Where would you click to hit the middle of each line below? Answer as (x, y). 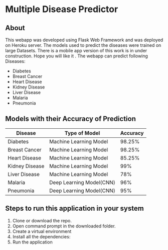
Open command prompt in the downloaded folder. (64, 226)
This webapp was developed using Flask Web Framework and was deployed (84, 40)
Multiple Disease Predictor (62, 9)
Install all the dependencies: (41, 236)
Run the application (32, 242)
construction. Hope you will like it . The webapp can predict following (76, 56)
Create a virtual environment (42, 231)
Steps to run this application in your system (74, 209)
